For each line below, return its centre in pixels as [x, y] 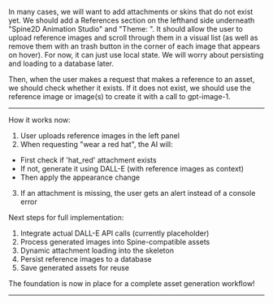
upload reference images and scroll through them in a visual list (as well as [133, 37]
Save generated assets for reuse [75, 268]
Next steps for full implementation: [66, 217]
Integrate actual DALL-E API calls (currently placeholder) [115, 233]
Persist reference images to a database [86, 259]
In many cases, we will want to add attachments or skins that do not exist [131, 12]
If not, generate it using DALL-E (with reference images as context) [132, 169]
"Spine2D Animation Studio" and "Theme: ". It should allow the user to [126, 29]
